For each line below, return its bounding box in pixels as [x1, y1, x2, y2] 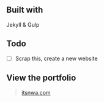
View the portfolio [6, 73, 76, 83]
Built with [6, 5, 43, 15]
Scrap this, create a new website [15, 55, 98, 62]
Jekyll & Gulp [6, 21, 40, 28]
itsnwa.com [21, 89, 51, 96]
